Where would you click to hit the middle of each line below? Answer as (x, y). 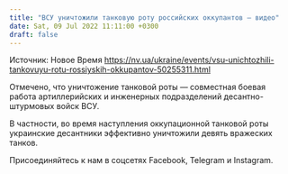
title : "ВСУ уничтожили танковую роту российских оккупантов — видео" (144, 18)
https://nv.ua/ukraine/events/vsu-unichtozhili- (189, 60)
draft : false (34, 34)
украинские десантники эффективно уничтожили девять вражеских (141, 133)
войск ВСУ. (78, 106)
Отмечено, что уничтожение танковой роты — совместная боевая (138, 87)
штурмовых (32, 106)
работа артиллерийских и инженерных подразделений (116, 96)
